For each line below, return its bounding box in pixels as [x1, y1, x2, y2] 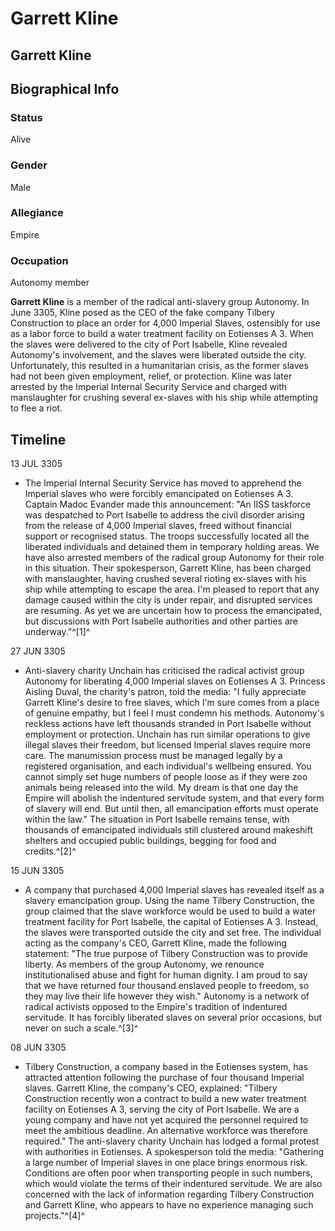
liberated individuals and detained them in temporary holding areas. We [24, 540, 320, 552]
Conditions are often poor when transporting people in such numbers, [24, 1167, 313, 1179]
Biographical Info [10, 80, 120, 97]
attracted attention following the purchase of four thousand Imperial [24, 1071, 305, 1083]
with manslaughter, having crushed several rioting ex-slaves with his [24, 572, 307, 584]
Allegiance [10, 206, 64, 220]
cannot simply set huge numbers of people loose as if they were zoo [24, 770, 308, 782]
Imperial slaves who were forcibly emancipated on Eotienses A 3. [24, 487, 294, 499]
